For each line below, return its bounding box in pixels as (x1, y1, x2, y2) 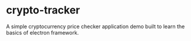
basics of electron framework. (6, 29, 79, 36)
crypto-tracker (6, 4, 81, 17)
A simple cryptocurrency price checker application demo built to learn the (6, 23, 185, 30)
